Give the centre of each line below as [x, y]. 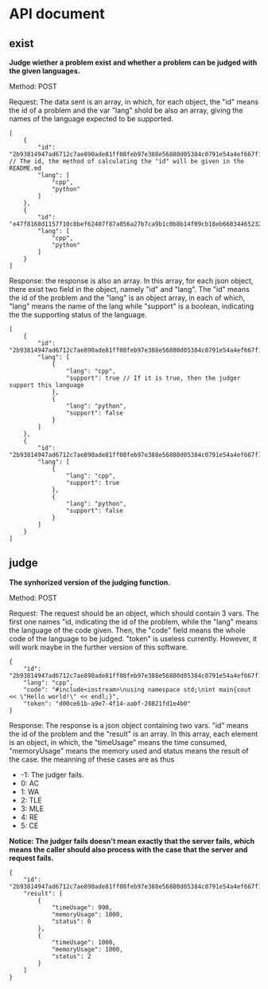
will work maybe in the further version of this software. [99, 647]
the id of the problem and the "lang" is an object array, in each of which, [127, 297]
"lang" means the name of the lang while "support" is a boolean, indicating [132, 306]
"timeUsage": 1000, [84, 942]
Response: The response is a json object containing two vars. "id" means [129, 725]
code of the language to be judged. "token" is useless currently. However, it [133, 638]
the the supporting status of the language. [78, 315]
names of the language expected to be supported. [91, 119]
